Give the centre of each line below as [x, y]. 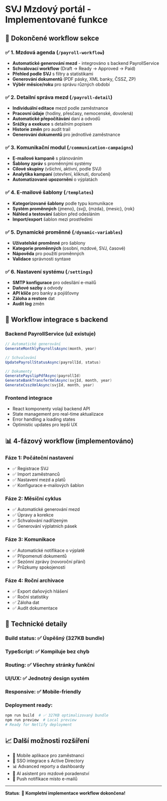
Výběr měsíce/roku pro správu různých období [61, 84]
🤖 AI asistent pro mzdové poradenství [51, 773]
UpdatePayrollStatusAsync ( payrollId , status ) [53, 362]
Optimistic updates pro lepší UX [45, 425]
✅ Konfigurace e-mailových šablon [48, 485]
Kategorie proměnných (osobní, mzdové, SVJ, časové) [69, 248]
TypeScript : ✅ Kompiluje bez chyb [47, 651]
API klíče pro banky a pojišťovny [46, 293]
